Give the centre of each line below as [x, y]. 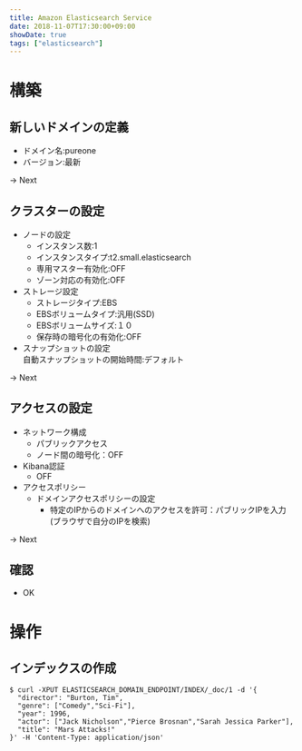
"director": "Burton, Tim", [71, 697]
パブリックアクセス [72, 443]
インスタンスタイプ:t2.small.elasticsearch [114, 257]
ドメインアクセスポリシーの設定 [96, 498]
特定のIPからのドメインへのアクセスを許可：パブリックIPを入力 [168, 509]
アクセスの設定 [51, 408]
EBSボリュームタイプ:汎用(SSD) [96, 314]
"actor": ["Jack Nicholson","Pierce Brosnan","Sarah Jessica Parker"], [156, 721]
